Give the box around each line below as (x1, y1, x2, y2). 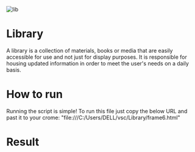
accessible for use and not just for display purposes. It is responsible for (6, 53, 187, 61)
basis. (6, 66, 21, 73)
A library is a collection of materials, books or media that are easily (6, 47, 173, 54)
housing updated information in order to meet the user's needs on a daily (6, 59, 190, 67)
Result (6, 135, 39, 149)
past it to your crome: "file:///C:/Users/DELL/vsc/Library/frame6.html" (6, 114, 180, 121)
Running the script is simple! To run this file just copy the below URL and (6, 107, 188, 114)
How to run (6, 88, 63, 101)
